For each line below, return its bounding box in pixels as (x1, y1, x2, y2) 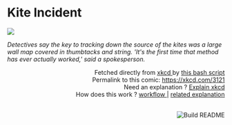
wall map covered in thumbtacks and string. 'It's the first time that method (7, 47, 219, 56)
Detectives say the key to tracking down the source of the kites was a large (7, 40, 222, 49)
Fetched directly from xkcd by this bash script (94, 68, 225, 76)
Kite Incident (7, 5, 82, 21)
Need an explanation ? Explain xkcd (124, 82, 225, 91)
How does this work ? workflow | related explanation (75, 90, 225, 98)
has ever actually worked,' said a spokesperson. (7, 55, 146, 63)
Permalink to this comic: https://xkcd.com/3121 (92, 76, 225, 84)
